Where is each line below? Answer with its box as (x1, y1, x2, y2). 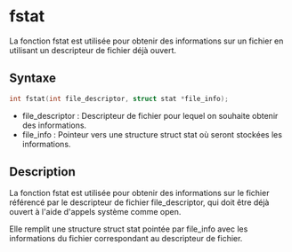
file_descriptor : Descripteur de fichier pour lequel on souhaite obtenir (21, 110, 279, 121)
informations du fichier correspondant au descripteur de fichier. (9, 233, 243, 244)
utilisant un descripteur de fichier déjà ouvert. (9, 44, 176, 55)
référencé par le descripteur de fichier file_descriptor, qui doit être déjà (9, 197, 270, 208)
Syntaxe (9, 71, 56, 86)
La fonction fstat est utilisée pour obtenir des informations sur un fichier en (9, 35, 284, 46)
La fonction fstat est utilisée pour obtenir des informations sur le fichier (9, 188, 270, 199)
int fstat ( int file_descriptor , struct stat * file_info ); (9, 94, 229, 103)
